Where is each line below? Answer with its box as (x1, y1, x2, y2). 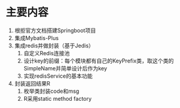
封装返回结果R (14, 79, 50, 87)
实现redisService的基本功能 (23, 72, 93, 79)
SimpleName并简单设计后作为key (23, 64, 108, 72)
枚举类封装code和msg (23, 87, 80, 95)
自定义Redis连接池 (23, 49, 70, 56)
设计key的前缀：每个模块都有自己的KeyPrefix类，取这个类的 (23, 57, 174, 64)
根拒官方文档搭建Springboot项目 (14, 27, 96, 34)
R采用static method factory (23, 95, 92, 102)
